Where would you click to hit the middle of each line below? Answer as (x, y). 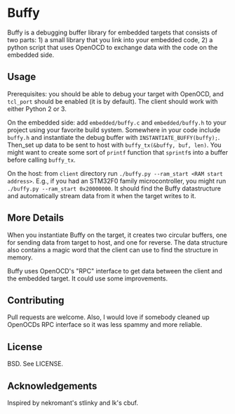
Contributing (36, 300)
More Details (36, 218)
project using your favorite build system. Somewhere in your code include (114, 130)
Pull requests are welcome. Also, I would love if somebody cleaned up (108, 317)
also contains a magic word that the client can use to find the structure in (113, 250)
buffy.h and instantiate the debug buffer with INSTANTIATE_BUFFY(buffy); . (114, 137)
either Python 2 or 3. (37, 109)
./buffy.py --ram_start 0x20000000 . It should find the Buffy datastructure (114, 188)
